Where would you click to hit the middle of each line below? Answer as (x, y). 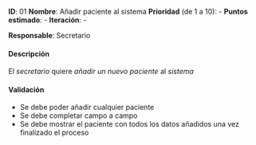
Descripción (29, 53)
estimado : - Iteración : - (47, 20)
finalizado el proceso (54, 133)
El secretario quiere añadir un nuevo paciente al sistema (101, 72)
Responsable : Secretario (49, 35)
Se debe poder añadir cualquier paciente (87, 108)
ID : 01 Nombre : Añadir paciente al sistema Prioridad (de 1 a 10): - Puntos (128, 12)
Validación (26, 89)
